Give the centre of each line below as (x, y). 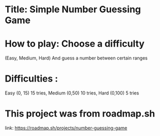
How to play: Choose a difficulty (75, 44)
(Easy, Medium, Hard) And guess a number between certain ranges (76, 58)
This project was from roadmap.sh (80, 114)
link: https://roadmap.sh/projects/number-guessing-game (66, 128)
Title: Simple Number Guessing (73, 9)
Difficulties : (31, 79)
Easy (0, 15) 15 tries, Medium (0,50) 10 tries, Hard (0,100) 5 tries (72, 93)
